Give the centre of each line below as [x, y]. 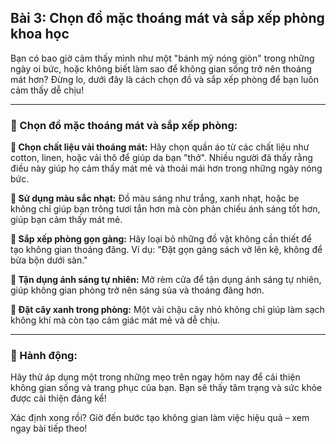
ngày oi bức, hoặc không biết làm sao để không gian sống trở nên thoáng [161, 68]
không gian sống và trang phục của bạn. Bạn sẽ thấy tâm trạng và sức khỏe [166, 388]
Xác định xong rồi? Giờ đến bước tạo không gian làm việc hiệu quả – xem [160, 418]
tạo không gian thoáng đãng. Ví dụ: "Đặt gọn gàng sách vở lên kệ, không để [166, 250]
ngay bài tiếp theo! [49, 428]
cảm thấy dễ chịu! [47, 90]
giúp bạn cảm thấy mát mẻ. [66, 220]
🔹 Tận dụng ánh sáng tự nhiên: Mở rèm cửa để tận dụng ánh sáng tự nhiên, [166, 280]
